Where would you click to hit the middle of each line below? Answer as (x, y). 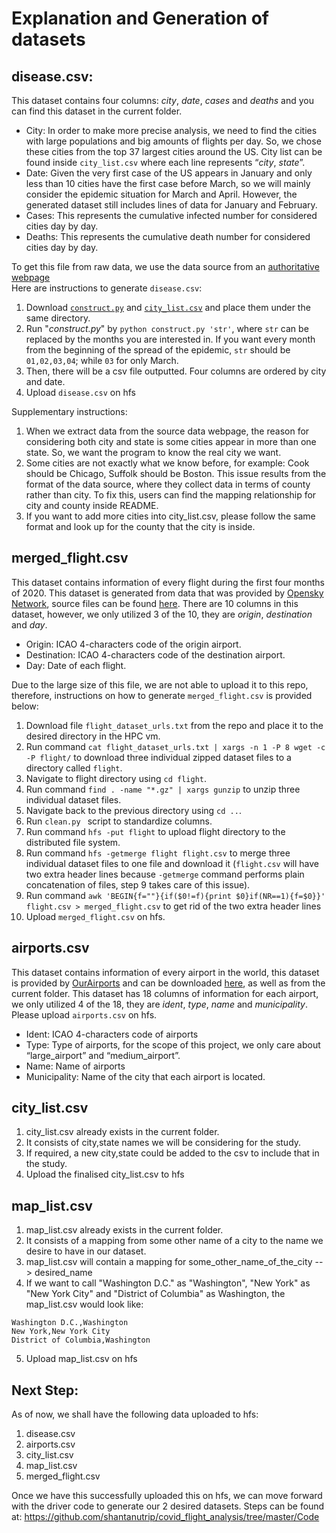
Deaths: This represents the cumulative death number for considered (168, 236)
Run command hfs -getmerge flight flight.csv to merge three (158, 853)
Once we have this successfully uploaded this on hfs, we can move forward (167, 1496)
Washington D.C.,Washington (70, 1323)
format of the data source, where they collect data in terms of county (168, 484)
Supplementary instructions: (69, 411)
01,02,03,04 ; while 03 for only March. (102, 360)
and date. (45, 381)
